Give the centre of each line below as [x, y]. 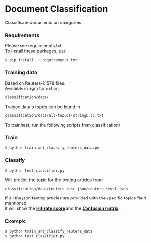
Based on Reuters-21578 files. [35, 83]
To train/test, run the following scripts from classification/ [63, 125]
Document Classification [56, 9]
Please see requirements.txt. [34, 46]
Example [16, 221]
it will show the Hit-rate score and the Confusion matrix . [63, 208]
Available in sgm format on [32, 88]
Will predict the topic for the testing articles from [54, 180]
